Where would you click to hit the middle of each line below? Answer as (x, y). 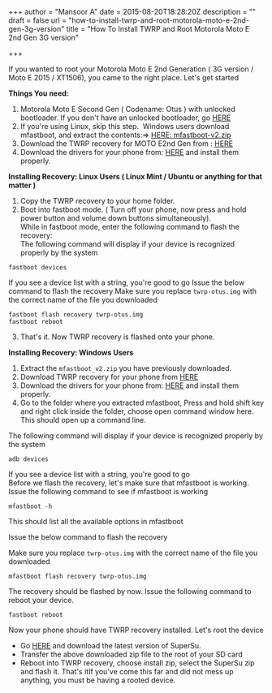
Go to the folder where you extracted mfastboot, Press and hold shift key (142, 402)
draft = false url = (38, 20)
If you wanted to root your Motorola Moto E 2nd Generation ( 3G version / (131, 69)
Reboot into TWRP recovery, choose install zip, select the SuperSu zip (137, 663)
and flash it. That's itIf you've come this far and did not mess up (127, 671)
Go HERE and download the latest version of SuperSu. (110, 646)
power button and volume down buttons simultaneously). (115, 218)
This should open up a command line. (83, 420)
